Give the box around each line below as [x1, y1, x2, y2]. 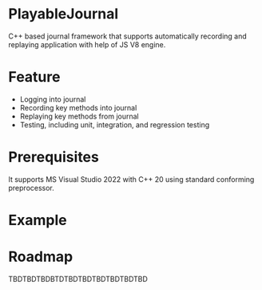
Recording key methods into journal [19, 103, 137, 112]
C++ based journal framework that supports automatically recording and [8, 31, 248, 41]
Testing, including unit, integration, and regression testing [19, 119, 210, 129]
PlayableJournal [8, 5, 119, 23]
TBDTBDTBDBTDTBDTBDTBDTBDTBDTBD [8, 274, 148, 284]
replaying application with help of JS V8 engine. [8, 39, 166, 49]
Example [8, 211, 67, 229]
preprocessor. [8, 183, 54, 192]
